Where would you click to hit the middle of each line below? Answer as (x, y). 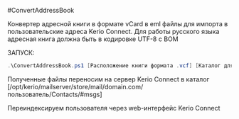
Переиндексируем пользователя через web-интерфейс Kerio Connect (114, 108)
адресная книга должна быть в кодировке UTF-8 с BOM (93, 39)
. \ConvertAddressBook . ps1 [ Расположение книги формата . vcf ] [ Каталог (114, 66)
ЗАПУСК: (21, 53)
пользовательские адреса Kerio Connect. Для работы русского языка (113, 32)
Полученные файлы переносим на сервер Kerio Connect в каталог (108, 79)
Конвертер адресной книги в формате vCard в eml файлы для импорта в (118, 24)
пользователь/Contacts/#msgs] (55, 94)
